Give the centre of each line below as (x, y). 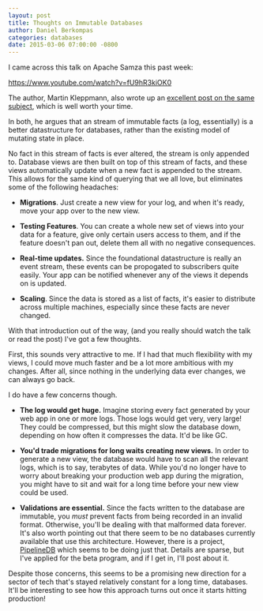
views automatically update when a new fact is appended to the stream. (125, 171)
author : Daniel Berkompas (51, 30)
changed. (35, 316)
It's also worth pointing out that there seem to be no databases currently (137, 533)
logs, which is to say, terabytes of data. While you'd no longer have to (133, 467)
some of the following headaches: (64, 187)
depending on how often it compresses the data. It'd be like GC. (123, 436)
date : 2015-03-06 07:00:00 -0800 (63, 45)
